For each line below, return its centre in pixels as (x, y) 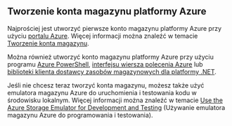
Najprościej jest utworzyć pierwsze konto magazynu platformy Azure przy (115, 28)
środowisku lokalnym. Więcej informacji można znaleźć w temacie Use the (115, 100)
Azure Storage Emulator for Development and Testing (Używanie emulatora (116, 107)
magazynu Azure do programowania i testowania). (80, 115)
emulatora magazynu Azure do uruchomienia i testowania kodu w (102, 92)
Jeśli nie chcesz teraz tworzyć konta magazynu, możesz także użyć (106, 85)
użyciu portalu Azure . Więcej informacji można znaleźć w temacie (103, 36)
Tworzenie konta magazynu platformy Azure (107, 12)
